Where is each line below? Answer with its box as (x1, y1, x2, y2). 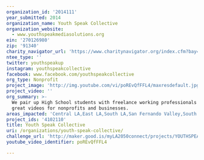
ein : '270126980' (6, 37, 50, 43)
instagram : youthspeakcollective (6, 65, 91, 72)
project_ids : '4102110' (6, 116, 67, 122)
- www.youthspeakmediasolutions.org (12, 32, 104, 38)
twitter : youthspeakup (6, 60, 64, 66)
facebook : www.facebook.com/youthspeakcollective (6, 71, 135, 77)
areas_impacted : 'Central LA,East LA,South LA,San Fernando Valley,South (6, 111, 197, 117)
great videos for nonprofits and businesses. (12, 105, 129, 111)
